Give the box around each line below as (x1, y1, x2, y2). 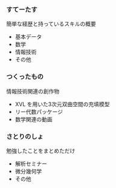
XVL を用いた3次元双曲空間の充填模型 (14, 100, 110, 107)
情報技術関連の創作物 (6, 87, 59, 95)
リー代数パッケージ (14, 108, 63, 115)
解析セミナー (14, 159, 47, 167)
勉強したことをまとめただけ (6, 147, 76, 154)
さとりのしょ (6, 132, 44, 141)
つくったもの (6, 73, 44, 81)
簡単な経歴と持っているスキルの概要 (6, 20, 97, 28)
